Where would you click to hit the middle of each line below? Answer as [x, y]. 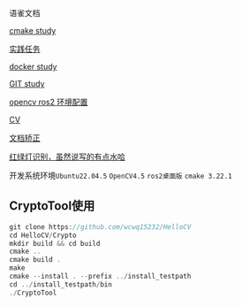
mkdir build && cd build [55, 243]
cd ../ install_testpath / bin [61, 284]
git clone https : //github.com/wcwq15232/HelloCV [100, 227]
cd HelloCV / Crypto [43, 235]
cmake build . [35, 260]
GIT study [27, 84]
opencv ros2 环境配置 [49, 102]
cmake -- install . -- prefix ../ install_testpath [100, 277]
